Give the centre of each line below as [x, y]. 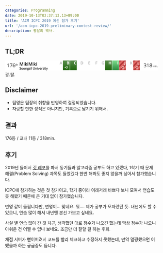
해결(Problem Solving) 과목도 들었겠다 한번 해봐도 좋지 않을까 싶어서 [70, 174]
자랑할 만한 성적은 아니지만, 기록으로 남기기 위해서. [60, 108]
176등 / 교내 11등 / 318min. [30, 138]
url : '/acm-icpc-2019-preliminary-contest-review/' [58, 26]
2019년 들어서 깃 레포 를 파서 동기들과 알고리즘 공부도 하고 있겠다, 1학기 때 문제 [79, 168]
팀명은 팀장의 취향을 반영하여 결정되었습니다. [54, 102]
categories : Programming [30, 10]
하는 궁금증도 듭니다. [37, 246]
